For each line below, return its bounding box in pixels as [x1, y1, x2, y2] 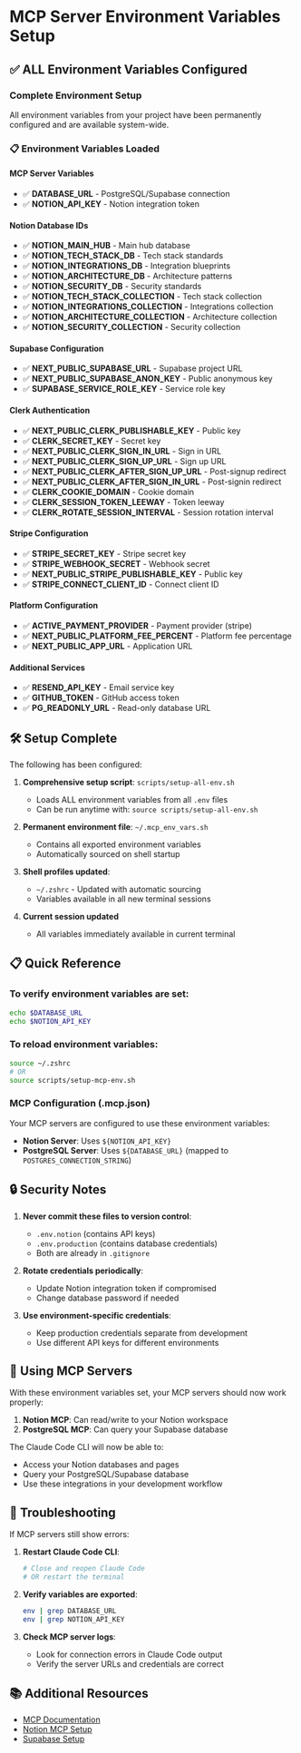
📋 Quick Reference [9, 956, 121, 971]
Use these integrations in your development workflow [22, 1478, 223, 1489]
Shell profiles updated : [22, 866, 111, 877]
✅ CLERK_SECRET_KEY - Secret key [22, 435, 161, 446]
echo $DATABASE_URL [9, 1008, 83, 1018]
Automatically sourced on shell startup [35, 849, 180, 860]
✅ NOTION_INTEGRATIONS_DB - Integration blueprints [22, 260, 231, 271]
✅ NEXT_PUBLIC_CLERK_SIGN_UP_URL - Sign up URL [22, 455, 227, 466]
